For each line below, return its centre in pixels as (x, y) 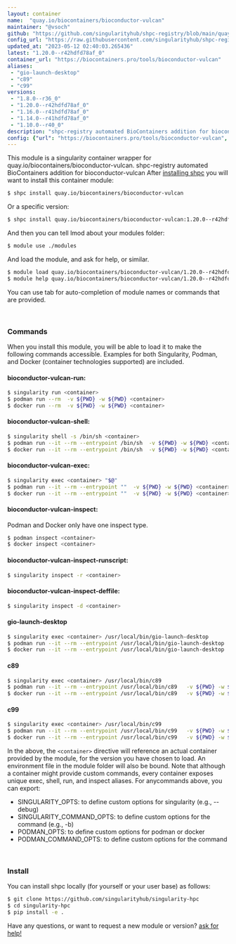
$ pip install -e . (36, 912)
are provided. (27, 299)
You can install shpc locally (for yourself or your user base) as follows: (109, 886)
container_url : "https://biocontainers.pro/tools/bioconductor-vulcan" (114, 60)
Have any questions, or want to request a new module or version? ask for (113, 926)
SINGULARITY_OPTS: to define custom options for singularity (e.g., (114, 802)
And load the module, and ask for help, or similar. (78, 259)
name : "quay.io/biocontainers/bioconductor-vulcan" (86, 20)
